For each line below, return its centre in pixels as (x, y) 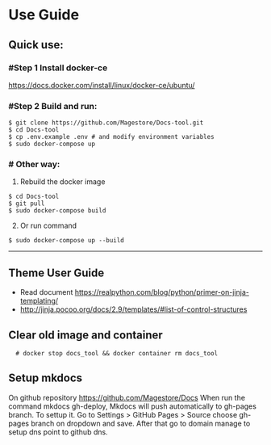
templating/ (39, 301)
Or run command (48, 226)
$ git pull (27, 204)
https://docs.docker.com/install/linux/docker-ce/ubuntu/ (102, 85)
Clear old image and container (85, 335)
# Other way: (34, 165)
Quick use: (36, 45)
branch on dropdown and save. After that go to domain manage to (141, 423)
